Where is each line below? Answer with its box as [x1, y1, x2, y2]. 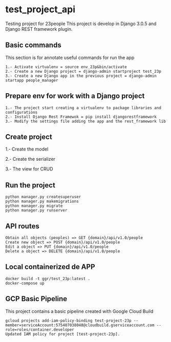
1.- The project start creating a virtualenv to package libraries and [5, 105, 161, 111]
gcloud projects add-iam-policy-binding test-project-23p [5, 318, 132, 323]
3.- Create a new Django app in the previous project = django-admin [5, 73, 157, 78]
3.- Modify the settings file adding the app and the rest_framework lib [5, 119, 166, 124]
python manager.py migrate [5, 203, 63, 208]
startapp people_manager [5, 78, 58, 83]
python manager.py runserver [5, 208, 68, 213]
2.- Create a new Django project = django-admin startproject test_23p [5, 69, 161, 74]
